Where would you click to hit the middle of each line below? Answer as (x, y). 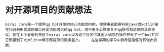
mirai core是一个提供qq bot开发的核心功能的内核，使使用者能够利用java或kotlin (80, 24)
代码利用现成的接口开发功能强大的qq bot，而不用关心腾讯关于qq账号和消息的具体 (80, 29)
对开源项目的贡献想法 (49, 10)
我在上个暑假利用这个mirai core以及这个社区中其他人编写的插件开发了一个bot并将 (85, 35)
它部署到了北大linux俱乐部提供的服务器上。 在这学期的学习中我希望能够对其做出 (80, 40)
